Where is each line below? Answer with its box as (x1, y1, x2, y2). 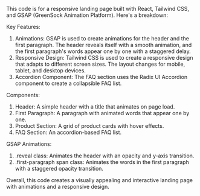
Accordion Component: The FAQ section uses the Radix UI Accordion (15, 74, 188, 80)
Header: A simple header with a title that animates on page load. (15, 103, 175, 110)
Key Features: (6, 24, 40, 30)
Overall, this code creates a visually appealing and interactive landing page (6, 177, 193, 183)
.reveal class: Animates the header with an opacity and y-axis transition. (15, 152, 195, 159)
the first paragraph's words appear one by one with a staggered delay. (15, 48, 192, 55)
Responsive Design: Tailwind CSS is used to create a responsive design (15, 54, 193, 61)
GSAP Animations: (6, 141, 52, 147)
